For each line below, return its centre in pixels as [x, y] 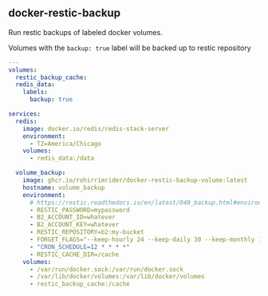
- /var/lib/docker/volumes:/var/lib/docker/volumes [117, 277]
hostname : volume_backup [64, 187]
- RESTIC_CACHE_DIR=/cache [74, 255]
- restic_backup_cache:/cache [79, 284]
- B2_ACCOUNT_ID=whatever [72, 217]
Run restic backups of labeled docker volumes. [86, 32]
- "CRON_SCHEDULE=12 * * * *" [79, 247]
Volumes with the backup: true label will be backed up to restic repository [130, 48]
